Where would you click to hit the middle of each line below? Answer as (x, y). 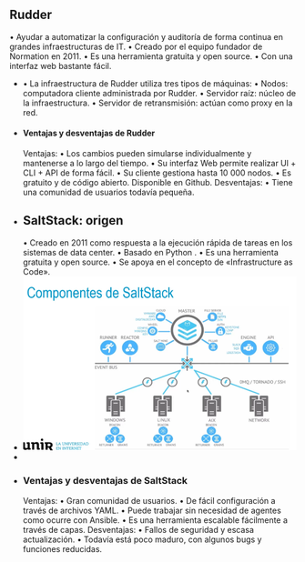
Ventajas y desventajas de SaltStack (105, 481)
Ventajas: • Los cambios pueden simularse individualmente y (137, 154)
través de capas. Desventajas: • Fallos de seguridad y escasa (138, 529)
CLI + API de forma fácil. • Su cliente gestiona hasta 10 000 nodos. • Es (157, 173)
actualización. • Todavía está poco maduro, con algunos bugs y (142, 539)
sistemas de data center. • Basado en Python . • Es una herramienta (151, 252)
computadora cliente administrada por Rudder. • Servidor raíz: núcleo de (159, 93)
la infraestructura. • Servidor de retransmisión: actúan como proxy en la (158, 103)
